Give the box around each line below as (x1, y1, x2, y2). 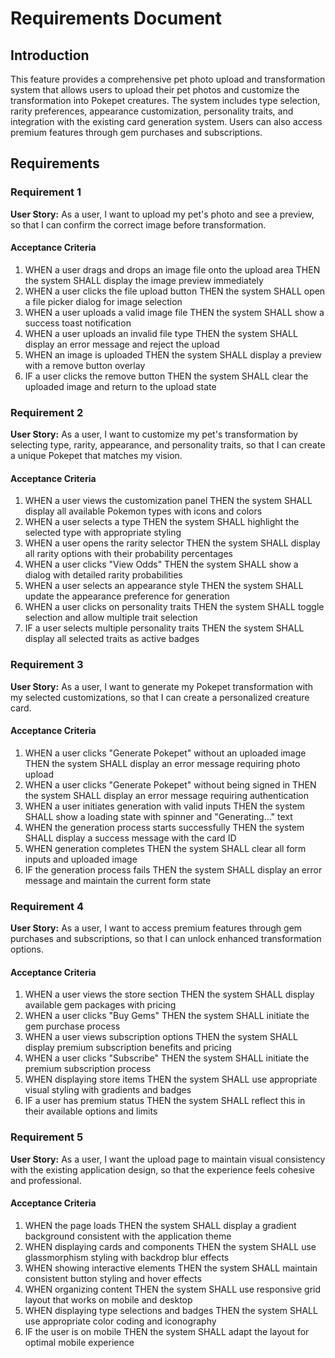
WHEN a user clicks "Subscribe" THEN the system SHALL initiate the (24, 1052, 310, 1064)
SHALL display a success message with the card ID (24, 832, 237, 844)
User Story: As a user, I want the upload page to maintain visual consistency (10, 1153, 326, 1165)
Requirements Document (10, 7, 223, 30)
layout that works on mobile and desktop (24, 1293, 193, 1306)
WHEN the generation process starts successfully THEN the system (24, 821, 305, 833)
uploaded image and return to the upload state (24, 380, 217, 392)
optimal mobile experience (24, 1336, 135, 1348)
